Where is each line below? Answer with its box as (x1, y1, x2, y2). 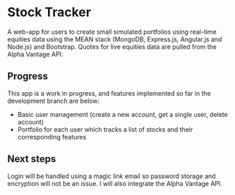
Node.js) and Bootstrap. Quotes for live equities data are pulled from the (7, 42, 217, 51)
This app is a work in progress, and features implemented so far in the (7, 89, 212, 97)
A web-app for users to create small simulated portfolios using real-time (7, 27, 217, 36)
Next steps (7, 153, 56, 165)
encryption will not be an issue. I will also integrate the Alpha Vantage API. (7, 179, 223, 187)
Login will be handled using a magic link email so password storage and (7, 172, 217, 180)
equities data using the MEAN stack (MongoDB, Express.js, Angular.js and (7, 34, 222, 43)
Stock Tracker (7, 4, 92, 20)
